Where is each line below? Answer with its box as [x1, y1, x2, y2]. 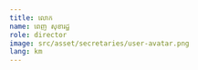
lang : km [9, 47, 43, 56]
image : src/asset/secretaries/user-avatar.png [9, 38, 190, 48]
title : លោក [9, 13, 53, 23]
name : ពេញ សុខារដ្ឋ [9, 22, 70, 31]
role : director [9, 30, 68, 39]
